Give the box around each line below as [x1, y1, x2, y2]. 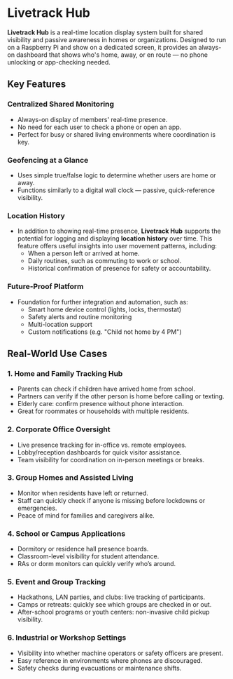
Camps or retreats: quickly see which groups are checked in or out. [17, 600, 212, 609]
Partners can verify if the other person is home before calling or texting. [17, 392, 225, 401]
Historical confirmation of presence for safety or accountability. [27, 264, 211, 273]
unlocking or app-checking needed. [7, 58, 111, 66]
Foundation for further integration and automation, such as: [17, 297, 189, 306]
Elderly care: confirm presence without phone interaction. [17, 400, 184, 408]
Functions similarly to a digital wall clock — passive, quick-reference [17, 186, 216, 194]
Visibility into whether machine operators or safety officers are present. [17, 649, 224, 657]
